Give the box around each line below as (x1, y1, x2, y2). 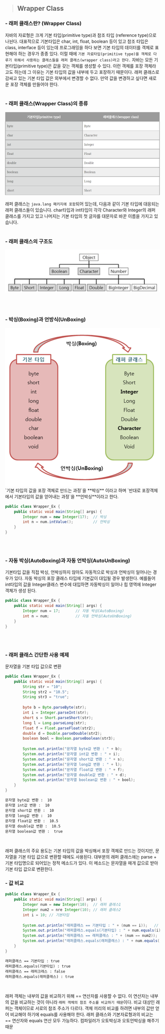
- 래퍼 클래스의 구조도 (5, 238, 53, 245)
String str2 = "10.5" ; (23, 689, 69, 694)
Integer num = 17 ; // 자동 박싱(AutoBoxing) (23, 608, 124, 614)
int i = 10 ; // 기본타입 (23, 912, 70, 918)
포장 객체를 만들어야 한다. (10, 81, 59, 87)
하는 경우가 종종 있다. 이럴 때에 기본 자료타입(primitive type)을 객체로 (18, 51, 151, 57)
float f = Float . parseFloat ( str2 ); (23, 725, 96, 731)
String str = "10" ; (23, 684, 63, 689)
